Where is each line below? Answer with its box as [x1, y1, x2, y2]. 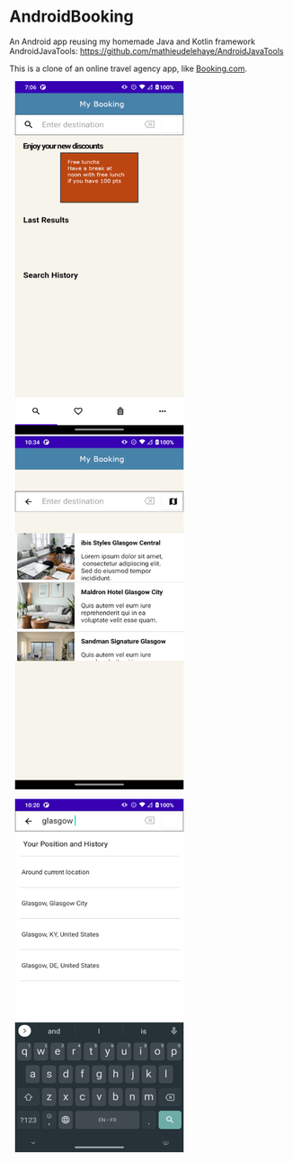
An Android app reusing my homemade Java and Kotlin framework [9, 36, 256, 47]
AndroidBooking [9, 6, 134, 27]
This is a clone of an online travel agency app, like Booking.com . [9, 63, 247, 74]
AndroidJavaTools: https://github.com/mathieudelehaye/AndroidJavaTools [9, 45, 284, 56]
